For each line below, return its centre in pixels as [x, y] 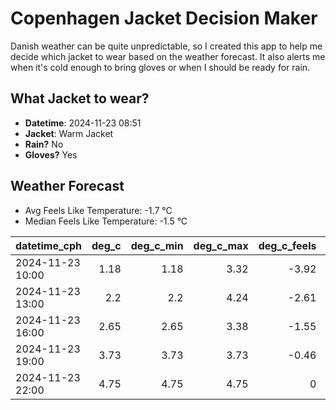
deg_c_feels [287, 245]
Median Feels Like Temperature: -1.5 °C [106, 221]
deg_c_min [157, 245]
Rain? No [44, 144]
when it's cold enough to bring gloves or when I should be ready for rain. [160, 67]
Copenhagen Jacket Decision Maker [164, 18]
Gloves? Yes [51, 154]
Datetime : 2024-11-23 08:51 [83, 123]
